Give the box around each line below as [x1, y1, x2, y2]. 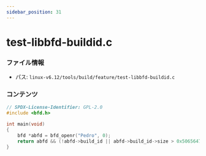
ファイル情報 [6, 58, 45, 67]
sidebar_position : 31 [6, 9, 62, 15]
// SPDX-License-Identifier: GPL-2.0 [6, 105, 103, 111]
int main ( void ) [6, 121, 45, 127]
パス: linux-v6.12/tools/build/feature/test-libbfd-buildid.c [15, 73, 175, 81]
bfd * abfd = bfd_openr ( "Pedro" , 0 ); [17, 132, 112, 138]
